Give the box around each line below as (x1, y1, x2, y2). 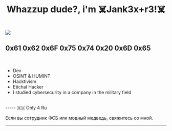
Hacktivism (12, 78, 37, 84)
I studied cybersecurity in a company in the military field (12, 89, 132, 95)
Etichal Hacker (12, 83, 44, 90)
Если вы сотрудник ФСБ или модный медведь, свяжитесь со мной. (5, 115, 154, 121)
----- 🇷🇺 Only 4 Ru (5, 104, 47, 111)
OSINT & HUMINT (12, 73, 51, 79)
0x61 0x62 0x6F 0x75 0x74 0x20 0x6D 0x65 (5, 44, 151, 53)
